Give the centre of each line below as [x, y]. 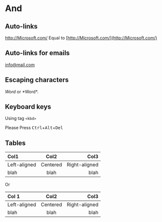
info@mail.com [20, 65]
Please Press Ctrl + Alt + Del [34, 128]
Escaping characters [37, 80]
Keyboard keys [28, 107]
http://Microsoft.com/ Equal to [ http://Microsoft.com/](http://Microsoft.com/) [81, 38]
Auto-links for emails [37, 53]
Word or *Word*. [22, 91]
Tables [15, 143]
